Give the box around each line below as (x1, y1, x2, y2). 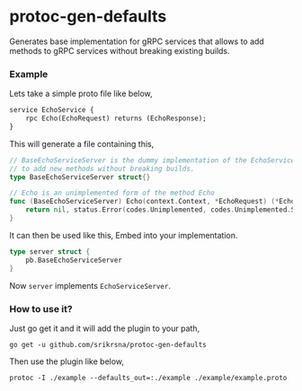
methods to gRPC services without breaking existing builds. (9, 45, 231, 56)
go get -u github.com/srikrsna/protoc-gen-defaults (9, 340, 207, 349)
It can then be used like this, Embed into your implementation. (9, 230, 238, 240)
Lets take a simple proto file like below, (9, 88, 153, 100)
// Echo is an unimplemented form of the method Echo (9, 188, 216, 198)
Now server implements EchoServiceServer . (9, 280, 171, 291)
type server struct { (9, 247, 91, 256)
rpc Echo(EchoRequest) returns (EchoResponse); (25, 114, 207, 123)
